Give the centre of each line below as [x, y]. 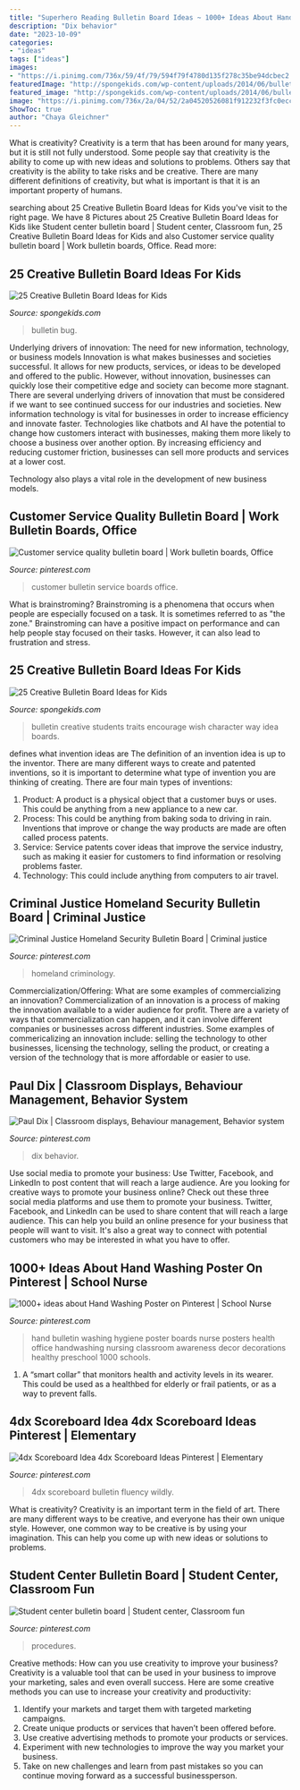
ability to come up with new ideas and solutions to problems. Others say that [150, 162]
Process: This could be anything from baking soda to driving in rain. [147, 818]
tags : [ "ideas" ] [39, 59]
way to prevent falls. [59, 1394]
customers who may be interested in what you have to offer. [120, 1240]
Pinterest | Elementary [73, 1436]
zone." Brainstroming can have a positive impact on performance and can [145, 623]
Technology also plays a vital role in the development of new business [138, 479]
